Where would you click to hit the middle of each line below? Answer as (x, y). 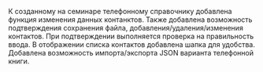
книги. (19, 61)
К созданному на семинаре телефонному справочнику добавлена (120, 11)
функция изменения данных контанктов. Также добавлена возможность (130, 20)
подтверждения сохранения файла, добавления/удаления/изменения (126, 28)
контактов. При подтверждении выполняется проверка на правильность (131, 36)
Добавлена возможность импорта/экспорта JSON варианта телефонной (131, 53)
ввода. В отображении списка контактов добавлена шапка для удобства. (132, 45)
